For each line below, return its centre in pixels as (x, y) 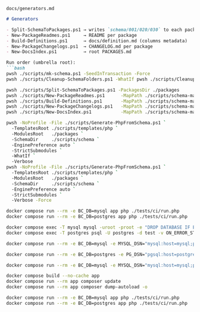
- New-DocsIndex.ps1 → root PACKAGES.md (69, 52)
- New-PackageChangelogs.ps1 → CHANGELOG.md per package (79, 46)
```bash (16, 68)
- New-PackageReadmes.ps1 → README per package (71, 35)
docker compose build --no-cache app (53, 276)
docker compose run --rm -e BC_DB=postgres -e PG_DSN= (76, 254)
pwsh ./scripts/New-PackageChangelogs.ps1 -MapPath (74, 107)
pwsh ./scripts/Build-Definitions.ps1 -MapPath (74, 101)
